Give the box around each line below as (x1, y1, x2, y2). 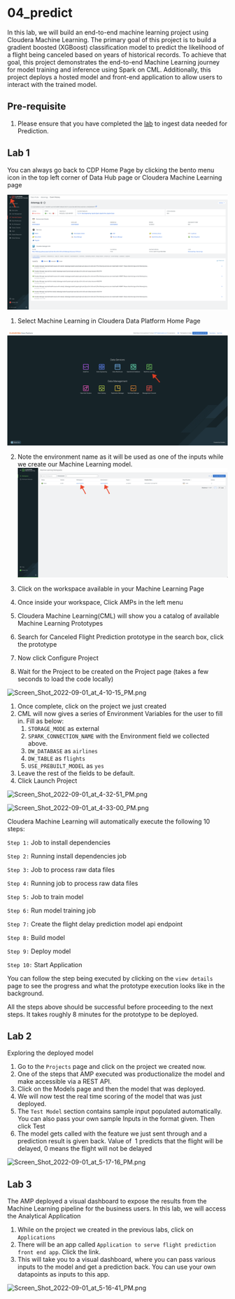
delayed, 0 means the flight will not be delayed (17, 1145, 152, 1153)
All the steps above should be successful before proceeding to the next (7, 1002, 213, 1011)
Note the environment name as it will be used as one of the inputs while (17, 452, 224, 461)
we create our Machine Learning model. (17, 459, 133, 468)
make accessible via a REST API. (17, 1077, 112, 1086)
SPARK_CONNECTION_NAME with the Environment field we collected (27, 732, 210, 740)
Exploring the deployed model (7, 1049, 94, 1057)
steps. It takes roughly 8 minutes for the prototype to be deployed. (7, 1010, 199, 1018)
